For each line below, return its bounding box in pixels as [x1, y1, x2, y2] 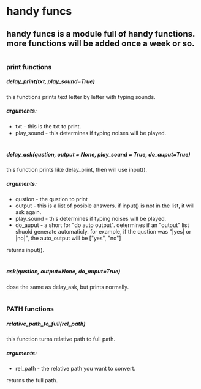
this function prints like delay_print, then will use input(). [6, 166, 148, 174]
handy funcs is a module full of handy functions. [6, 29, 195, 39]
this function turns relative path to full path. [6, 335, 115, 343]
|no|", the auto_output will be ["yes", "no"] [15, 234, 121, 242]
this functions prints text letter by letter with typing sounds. [6, 93, 156, 100]
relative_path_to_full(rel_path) [6, 320, 86, 327]
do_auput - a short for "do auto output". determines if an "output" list [15, 221, 189, 229]
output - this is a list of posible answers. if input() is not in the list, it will [15, 202, 195, 209]
